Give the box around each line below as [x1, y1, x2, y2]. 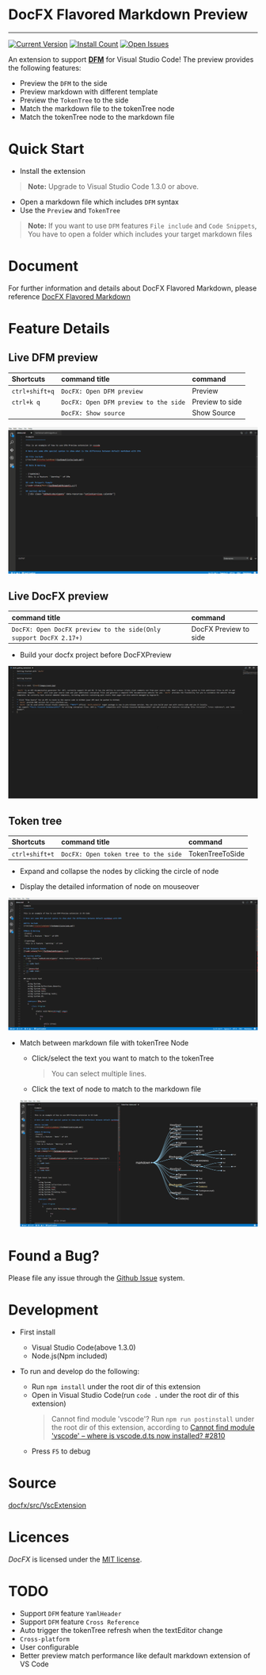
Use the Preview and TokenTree [19, 205, 120, 215]
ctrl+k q [11, 399, 41, 406]
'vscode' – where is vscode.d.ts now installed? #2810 [51, 1430, 226, 1440]
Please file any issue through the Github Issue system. [8, 1273, 185, 1283]
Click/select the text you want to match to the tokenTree [31, 1053, 215, 1063]
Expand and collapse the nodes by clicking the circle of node [19, 867, 219, 876]
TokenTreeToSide [188, 849, 245, 858]
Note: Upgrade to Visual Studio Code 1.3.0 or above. [27, 181, 199, 191]
